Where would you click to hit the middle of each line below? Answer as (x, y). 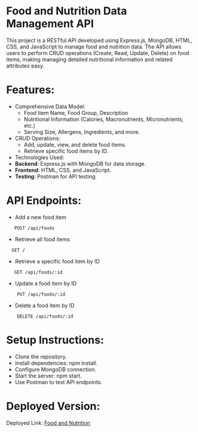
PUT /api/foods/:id (41, 294)
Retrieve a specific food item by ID (57, 261)
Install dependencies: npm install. (56, 363)
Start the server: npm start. (48, 376)
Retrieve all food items (42, 239)
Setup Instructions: (55, 340)
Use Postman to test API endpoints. (59, 382)
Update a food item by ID (45, 283)
